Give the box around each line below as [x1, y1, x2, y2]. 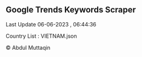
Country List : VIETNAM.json [5, 32, 77, 40]
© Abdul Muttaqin [5, 44, 51, 51]
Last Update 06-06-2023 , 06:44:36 [5, 20, 96, 28]
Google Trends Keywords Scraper [5, 5, 136, 15]
